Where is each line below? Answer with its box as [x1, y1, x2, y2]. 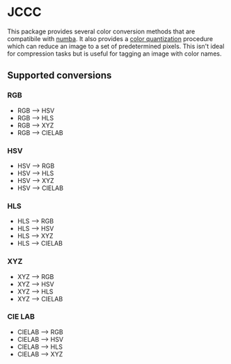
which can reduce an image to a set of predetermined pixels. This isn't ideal [7, 42, 225, 50]
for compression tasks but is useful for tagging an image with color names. [7, 49, 222, 58]
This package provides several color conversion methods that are [7, 27, 196, 35]
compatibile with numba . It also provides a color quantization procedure [7, 34, 214, 42]
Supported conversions [7, 70, 112, 81]
